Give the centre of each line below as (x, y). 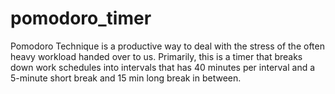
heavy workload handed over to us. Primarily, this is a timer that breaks (156, 56)
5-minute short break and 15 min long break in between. (126, 78)
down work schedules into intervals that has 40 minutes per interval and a (163, 67)
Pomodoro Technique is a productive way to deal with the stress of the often (167, 46)
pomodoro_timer (81, 18)
